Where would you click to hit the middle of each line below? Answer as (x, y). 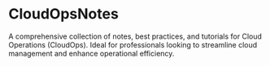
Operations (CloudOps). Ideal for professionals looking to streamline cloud (133, 44)
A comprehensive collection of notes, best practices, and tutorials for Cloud (135, 36)
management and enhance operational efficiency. (91, 53)
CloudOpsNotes (64, 14)
